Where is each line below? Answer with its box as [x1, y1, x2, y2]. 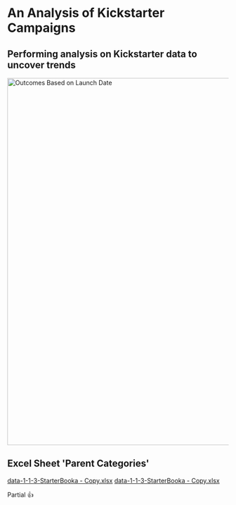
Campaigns [7, 20, 76, 36]
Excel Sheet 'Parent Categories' [7, 458, 150, 470]
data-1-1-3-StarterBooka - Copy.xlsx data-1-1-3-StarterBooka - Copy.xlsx [7, 476, 220, 485]
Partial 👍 [7, 490, 34, 499]
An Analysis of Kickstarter [7, 5, 165, 21]
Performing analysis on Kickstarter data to [7, 48, 198, 60]
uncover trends [7, 58, 76, 71]
